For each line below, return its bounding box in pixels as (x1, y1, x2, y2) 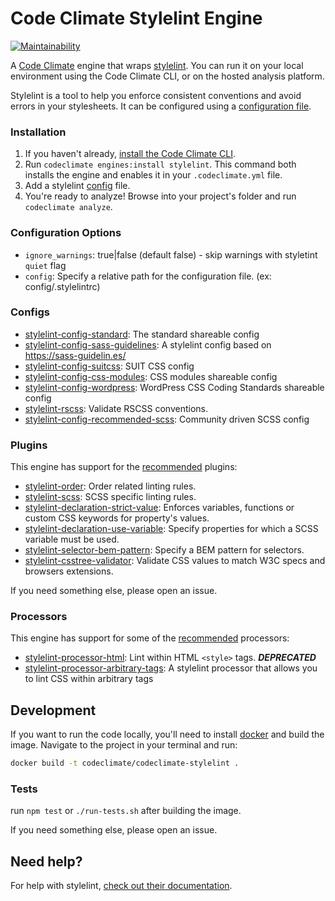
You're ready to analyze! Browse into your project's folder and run (24, 190, 297, 202)
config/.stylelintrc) (24, 280, 101, 292)
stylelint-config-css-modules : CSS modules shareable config (24, 370, 278, 382)
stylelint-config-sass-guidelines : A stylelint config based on (24, 338, 272, 351)
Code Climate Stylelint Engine (10, 7, 263, 30)
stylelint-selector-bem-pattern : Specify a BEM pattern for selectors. (24, 544, 305, 556)
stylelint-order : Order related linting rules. (24, 480, 197, 492)
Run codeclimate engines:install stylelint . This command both (24, 158, 297, 171)
